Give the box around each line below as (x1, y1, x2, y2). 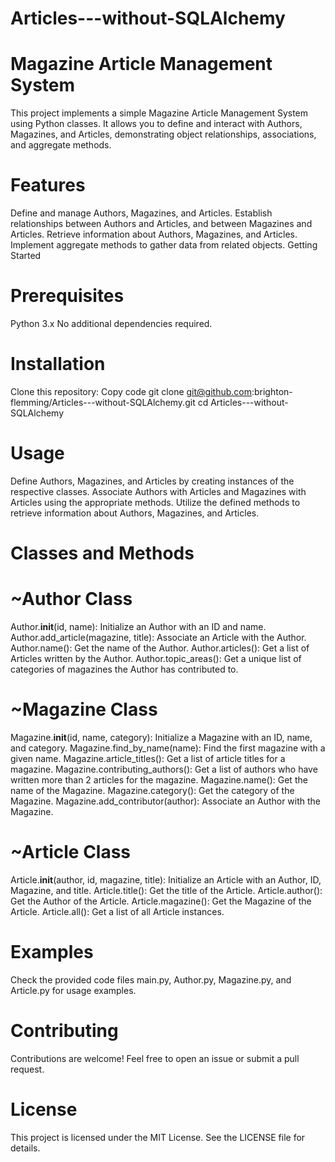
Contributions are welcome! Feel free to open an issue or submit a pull (10, 1052, 300, 1064)
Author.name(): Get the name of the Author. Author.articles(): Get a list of (10, 642, 310, 654)
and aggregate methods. (10, 139, 112, 151)
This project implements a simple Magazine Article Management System (10, 107, 309, 119)
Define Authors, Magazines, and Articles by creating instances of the (10, 475, 295, 487)
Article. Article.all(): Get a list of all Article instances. (10, 905, 225, 917)
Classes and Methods (10, 542, 195, 565)
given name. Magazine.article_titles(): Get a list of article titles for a (10, 752, 286, 764)
